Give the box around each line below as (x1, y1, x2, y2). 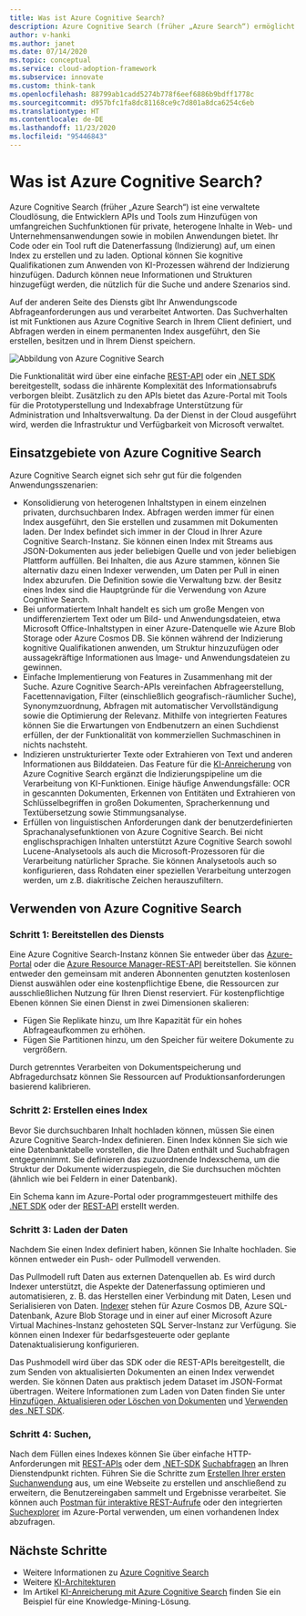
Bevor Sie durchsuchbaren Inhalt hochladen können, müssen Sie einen (9, 1125, 275, 1136)
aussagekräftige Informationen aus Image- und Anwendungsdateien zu (22, 652, 291, 663)
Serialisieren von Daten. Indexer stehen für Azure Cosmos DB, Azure (9, 1300, 267, 1311)
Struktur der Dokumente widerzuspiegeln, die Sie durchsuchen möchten (9, 1163, 281, 1174)
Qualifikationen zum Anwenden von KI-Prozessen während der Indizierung (9, 259, 290, 270)
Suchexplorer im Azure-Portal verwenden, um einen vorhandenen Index (9, 1507, 280, 1518)
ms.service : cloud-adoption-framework (9, 65, 157, 74)
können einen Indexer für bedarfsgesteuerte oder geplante (9, 1329, 230, 1340)
